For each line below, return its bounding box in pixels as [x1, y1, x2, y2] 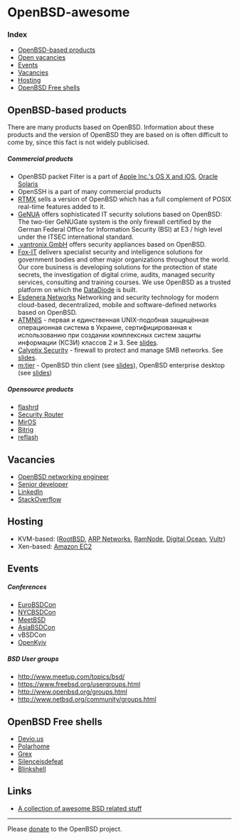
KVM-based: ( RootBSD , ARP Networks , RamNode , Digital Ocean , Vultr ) [17, 534, 226, 543]
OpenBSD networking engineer [17, 473, 110, 481]
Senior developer [17, 480, 69, 489]
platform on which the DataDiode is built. [17, 286, 137, 294]
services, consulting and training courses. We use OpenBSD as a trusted [17, 278, 231, 286]
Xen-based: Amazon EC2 [17, 542, 92, 551]
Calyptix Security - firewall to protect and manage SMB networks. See [17, 346, 224, 355]
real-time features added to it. [17, 203, 105, 211]
